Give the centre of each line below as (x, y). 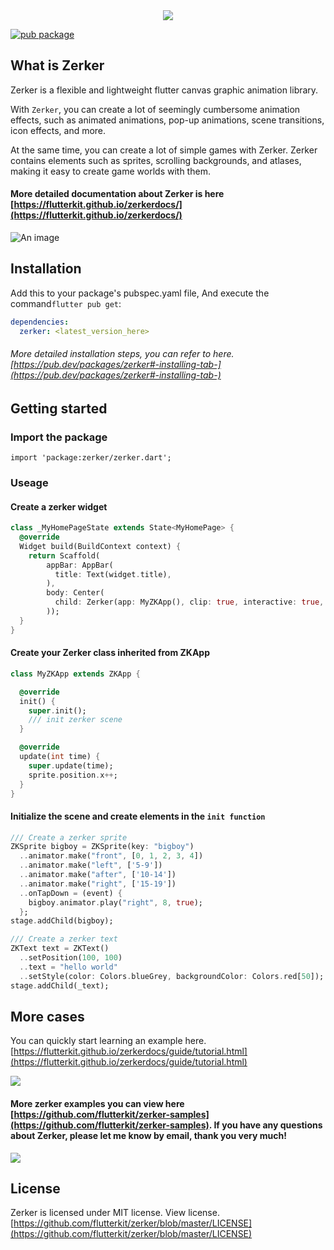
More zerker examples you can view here (97, 1104)
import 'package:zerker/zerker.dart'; (91, 458)
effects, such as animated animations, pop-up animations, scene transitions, (167, 120)
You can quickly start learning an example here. (108, 1041)
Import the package (59, 437)
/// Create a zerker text (64, 939)
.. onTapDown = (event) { (71, 893)
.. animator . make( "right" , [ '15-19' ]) (98, 884)
